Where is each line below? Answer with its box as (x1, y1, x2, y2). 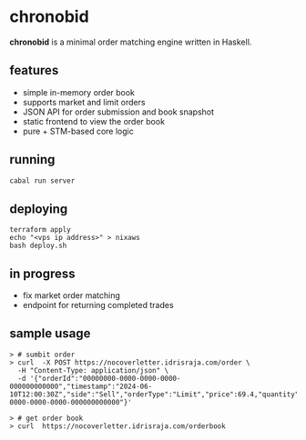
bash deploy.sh (9, 241, 67, 251)
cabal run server (9, 175, 76, 185)
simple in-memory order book (22, 86, 135, 97)
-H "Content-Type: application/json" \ (17, 365, 169, 375)
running (9, 152, 56, 167)
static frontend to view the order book (22, 115, 166, 126)
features (9, 63, 59, 78)
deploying (9, 201, 68, 216)
